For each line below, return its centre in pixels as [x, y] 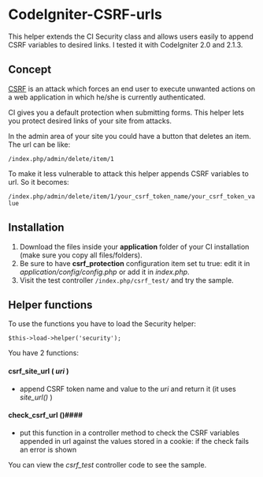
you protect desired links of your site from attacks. [90, 121]
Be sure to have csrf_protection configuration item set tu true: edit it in [135, 263]
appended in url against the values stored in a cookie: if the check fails [134, 441]
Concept [30, 70]
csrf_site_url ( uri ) [39, 371]
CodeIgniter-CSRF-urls [85, 15]
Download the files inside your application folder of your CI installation [134, 246]
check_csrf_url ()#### [46, 415]
